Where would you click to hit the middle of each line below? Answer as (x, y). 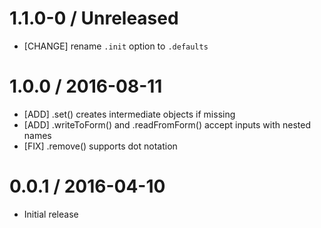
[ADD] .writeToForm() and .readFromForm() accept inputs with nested (167, 124)
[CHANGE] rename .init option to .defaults (116, 46)
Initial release (51, 214)
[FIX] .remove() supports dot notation (100, 146)
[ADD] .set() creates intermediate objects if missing (129, 114)
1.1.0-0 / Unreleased (94, 18)
